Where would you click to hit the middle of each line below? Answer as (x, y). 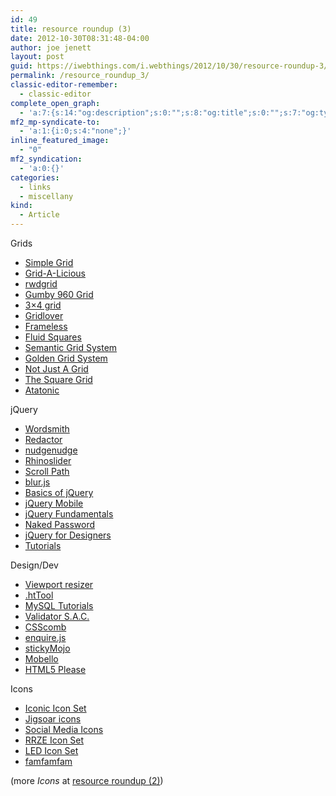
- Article (39, 215)
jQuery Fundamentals (69, 514)
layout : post (37, 57)
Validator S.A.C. (57, 616)
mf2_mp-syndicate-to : (55, 122)
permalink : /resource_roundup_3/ (80, 76)
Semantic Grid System (71, 347)
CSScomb (45, 627)
